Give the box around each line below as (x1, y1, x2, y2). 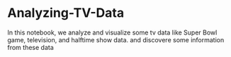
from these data (7, 43, 55, 51)
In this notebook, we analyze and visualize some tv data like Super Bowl (7, 28, 218, 37)
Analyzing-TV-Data (7, 5, 125, 21)
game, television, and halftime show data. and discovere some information (7, 35, 225, 44)
